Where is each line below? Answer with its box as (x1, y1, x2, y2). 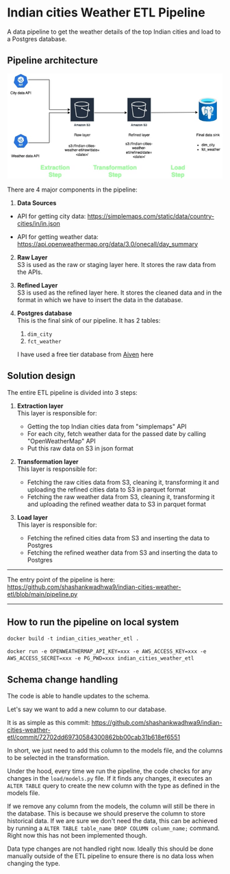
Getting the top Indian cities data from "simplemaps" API (27, 422, 187, 430)
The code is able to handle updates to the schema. (7, 692, 151, 700)
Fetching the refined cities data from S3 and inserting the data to (27, 533, 210, 542)
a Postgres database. (7, 34, 67, 43)
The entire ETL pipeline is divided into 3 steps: (7, 388, 138, 396)
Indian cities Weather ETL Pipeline (7, 5, 205, 21)
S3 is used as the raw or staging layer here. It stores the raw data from (16, 260, 216, 268)
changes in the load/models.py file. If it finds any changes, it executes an (7, 774, 212, 783)
